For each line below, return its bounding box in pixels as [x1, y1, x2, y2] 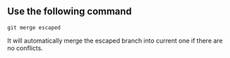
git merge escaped [7, 24, 61, 31]
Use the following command [7, 6, 132, 17]
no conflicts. [7, 43, 43, 52]
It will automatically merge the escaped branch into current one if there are [7, 36, 223, 45]
